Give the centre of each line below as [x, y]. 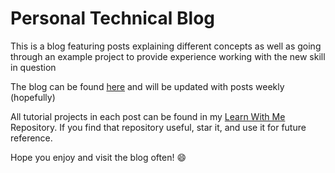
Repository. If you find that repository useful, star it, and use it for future [158, 127]
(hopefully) [33, 97]
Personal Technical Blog [113, 18]
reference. [31, 138]
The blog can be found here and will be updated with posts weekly [147, 86]
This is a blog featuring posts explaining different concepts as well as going [166, 46]
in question [33, 67]
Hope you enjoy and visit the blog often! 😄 [98, 157]
